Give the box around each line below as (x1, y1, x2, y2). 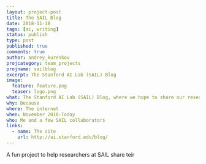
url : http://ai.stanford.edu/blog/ (17, 134, 109, 141)
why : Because (6, 100, 40, 106)
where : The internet (6, 105, 59, 112)
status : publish (6, 32, 48, 38)
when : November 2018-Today (6, 111, 75, 117)
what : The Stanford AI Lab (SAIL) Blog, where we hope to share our (6, 94, 185, 100)
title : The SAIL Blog (6, 15, 62, 21)
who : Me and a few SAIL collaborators (6, 117, 105, 123)
